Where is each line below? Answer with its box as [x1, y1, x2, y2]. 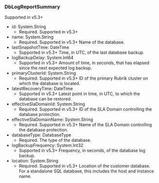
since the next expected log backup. [18, 65, 92, 71]
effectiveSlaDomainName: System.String [11, 116, 93, 122]
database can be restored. [18, 96, 72, 102]
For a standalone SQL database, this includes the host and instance [18, 168, 154, 174]
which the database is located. [18, 81, 81, 86]
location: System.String [11, 158, 59, 164]
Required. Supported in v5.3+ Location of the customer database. [18, 163, 151, 169]
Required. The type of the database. [18, 137, 91, 143]
